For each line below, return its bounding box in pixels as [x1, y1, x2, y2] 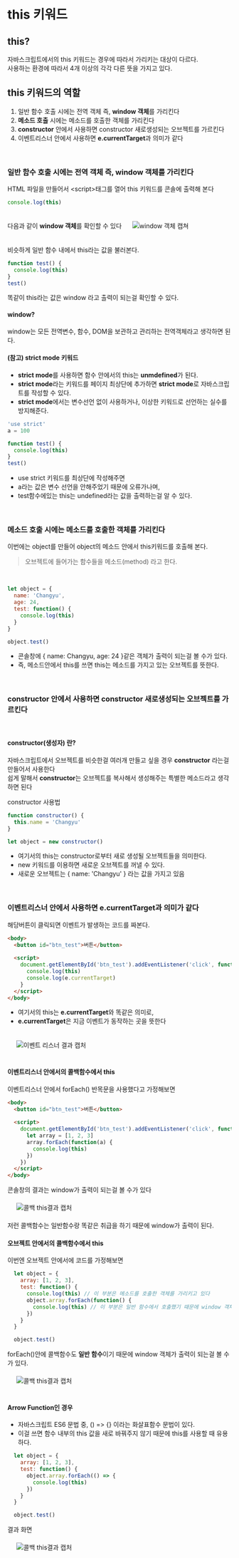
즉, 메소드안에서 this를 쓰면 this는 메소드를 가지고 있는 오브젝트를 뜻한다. [17, 660, 219, 670]
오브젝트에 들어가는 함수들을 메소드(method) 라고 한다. [24, 557, 178, 566]
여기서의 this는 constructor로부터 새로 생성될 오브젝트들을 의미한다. [17, 852, 207, 861]
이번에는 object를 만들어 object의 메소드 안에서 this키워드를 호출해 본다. [7, 542, 208, 551]
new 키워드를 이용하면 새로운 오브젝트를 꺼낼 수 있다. [17, 861, 165, 869]
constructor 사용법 [7, 797, 60, 806]
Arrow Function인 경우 [7, 1403, 73, 1411]
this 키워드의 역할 [7, 87, 81, 99]
